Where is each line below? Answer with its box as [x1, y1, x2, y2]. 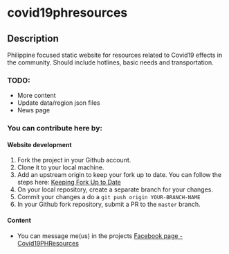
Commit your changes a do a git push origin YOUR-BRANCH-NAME [17, 193, 201, 201]
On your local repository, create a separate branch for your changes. [17, 185, 213, 194]
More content [17, 92, 57, 100]
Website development [7, 140, 72, 149]
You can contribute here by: [7, 124, 102, 133]
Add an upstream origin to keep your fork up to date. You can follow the [17, 171, 222, 179]
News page [17, 106, 51, 115]
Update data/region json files [17, 99, 100, 107]
